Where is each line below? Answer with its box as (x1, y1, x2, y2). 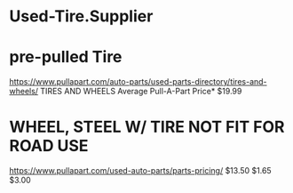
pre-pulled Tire (9, 47, 123, 68)
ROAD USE (9, 136, 89, 157)
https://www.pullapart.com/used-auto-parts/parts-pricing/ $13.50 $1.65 (9, 165, 273, 176)
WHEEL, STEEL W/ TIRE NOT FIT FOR (9, 117, 285, 137)
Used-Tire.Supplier (9, 6, 154, 27)
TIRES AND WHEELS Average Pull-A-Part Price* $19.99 (39, 86, 242, 97)
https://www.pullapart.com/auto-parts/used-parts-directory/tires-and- (9, 76, 268, 87)
